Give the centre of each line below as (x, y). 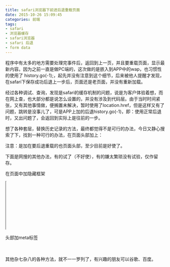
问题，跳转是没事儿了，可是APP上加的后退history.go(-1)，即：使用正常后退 (83, 111)
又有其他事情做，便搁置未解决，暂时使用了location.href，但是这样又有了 (89, 105)
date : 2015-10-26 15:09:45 (34, 15)
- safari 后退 (19, 43)
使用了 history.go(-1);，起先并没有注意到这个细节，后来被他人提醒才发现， (87, 75)
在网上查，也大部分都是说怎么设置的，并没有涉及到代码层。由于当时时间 (80, 99)
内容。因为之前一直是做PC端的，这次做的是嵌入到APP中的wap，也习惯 (83, 69)
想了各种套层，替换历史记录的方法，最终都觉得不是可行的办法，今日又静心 (83, 128)
